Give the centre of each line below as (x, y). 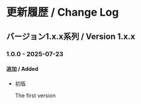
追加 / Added (22, 69)
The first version (35, 95)
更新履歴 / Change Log (62, 12)
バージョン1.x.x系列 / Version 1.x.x (71, 36)
